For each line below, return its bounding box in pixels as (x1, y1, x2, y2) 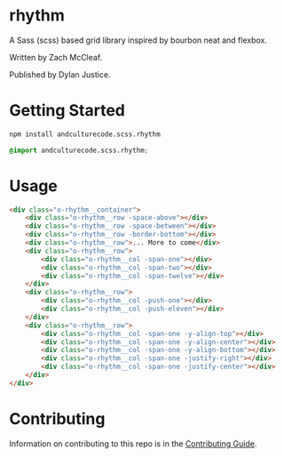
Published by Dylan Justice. (9, 68, 111, 80)
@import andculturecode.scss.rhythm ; (9, 146, 149, 155)
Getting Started (9, 100, 126, 121)
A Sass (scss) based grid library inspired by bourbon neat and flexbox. (9, 35, 268, 45)
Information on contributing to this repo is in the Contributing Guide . (9, 438, 257, 449)
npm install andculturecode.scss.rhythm (9, 130, 162, 139)
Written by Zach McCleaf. (9, 52, 103, 62)
